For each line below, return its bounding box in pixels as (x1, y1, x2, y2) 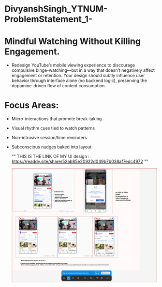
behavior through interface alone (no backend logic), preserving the (11, 78, 147, 83)
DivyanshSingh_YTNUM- (4, 3, 108, 15)
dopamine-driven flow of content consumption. (11, 83, 106, 89)
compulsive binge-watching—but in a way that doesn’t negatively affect (11, 67, 155, 73)
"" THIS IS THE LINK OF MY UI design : (11, 154, 90, 159)
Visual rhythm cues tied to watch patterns (11, 125, 95, 131)
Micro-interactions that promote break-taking (11, 116, 102, 122)
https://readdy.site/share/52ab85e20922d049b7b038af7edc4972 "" (11, 159, 148, 164)
